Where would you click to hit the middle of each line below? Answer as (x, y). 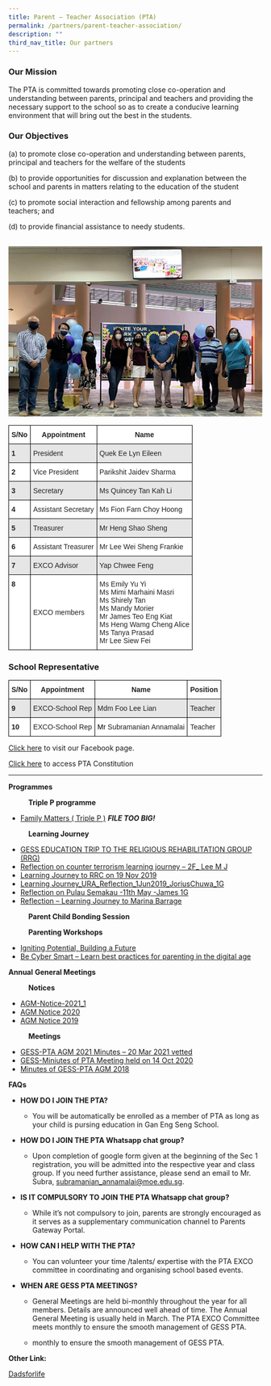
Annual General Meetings (52, 972)
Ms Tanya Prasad (127, 632)
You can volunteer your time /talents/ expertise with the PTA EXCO (143, 1262)
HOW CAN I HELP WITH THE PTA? (77, 1246)
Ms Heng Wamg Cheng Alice (144, 624)
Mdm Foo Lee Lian (127, 708)
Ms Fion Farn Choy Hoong (141, 509)
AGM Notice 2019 (49, 1021)
